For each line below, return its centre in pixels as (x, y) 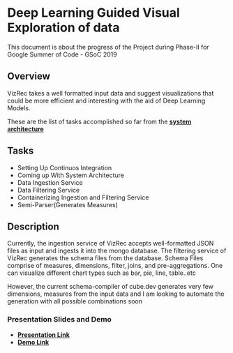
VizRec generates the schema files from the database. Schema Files (105, 258)
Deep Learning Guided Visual (93, 13)
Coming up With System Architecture (70, 175)
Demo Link (33, 342)
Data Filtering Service (48, 190)
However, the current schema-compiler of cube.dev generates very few (111, 287)
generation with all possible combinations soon (75, 301)
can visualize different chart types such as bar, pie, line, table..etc (102, 273)
